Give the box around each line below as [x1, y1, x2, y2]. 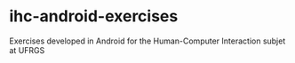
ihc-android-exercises [9, 6, 179, 27]
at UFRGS [9, 44, 45, 55]
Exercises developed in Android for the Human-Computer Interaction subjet [9, 35, 286, 46]
